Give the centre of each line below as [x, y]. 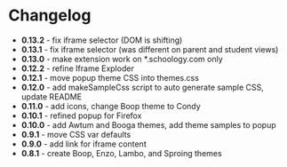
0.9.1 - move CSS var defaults [76, 134]
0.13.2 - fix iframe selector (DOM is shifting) [102, 40]
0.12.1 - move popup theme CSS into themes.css [110, 77]
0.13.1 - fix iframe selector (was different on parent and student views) [150, 49]
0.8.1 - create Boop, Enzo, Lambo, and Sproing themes [122, 153]
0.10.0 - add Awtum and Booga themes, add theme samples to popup [148, 124]
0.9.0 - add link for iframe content [84, 144]
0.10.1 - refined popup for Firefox [81, 115]
